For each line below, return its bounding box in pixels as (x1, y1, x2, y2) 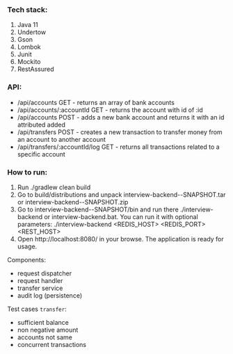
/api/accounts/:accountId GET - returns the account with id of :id (17, 106, 203, 114)
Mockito (17, 58, 41, 66)
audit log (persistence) (17, 291, 82, 300)
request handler (17, 276, 63, 284)
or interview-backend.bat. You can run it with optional (44, 212, 198, 220)
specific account (17, 150, 66, 158)
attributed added (17, 120, 66, 129)
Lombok (17, 43, 42, 51)
